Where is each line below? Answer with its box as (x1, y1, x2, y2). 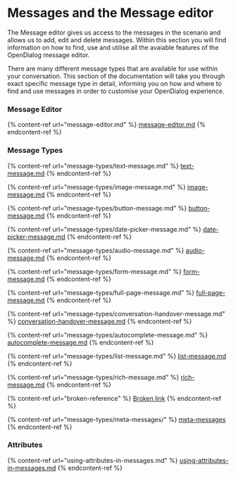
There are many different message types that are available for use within (7, 64, 218, 73)
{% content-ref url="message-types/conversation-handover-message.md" (7, 309, 225, 318)
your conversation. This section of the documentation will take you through (7, 72, 225, 80)
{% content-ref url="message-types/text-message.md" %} (7, 161, 180, 170)
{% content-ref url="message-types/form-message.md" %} (7, 267, 182, 275)
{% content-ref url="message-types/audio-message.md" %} (7, 246, 185, 254)
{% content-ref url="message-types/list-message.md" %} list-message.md (7, 352, 227, 360)
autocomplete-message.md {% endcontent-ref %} (7, 338, 154, 347)
